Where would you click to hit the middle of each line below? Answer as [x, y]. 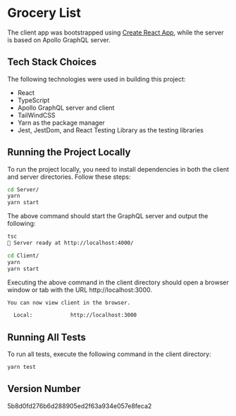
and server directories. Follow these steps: [69, 177]
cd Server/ [23, 189]
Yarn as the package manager [61, 122]
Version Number [44, 389]
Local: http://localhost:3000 [75, 315]
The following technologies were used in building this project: [97, 79]
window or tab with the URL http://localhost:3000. [80, 289]
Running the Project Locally [69, 152]
